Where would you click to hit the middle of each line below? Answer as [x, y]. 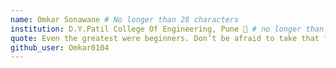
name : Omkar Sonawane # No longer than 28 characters [125, 19]
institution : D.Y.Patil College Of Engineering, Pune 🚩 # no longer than [167, 29]
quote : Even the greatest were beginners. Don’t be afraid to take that [165, 38]
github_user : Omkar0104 [60, 47]
